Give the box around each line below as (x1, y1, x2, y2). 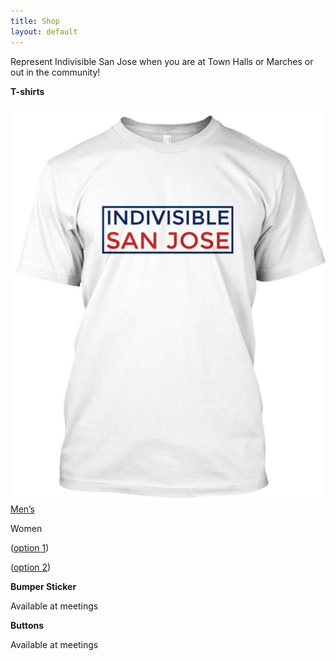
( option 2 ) (10, 561, 52, 573)
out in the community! (10, 66, 101, 78)
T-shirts (10, 85, 45, 97)
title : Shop (10, 16, 60, 26)
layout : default (10, 26, 78, 37)
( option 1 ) (10, 541, 50, 554)
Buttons (10, 619, 45, 631)
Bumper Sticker (10, 580, 77, 592)
